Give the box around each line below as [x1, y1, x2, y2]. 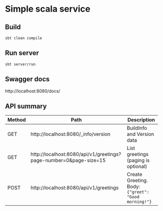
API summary [5, 102, 47, 111]
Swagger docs [5, 75, 50, 83]
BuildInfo [127, 125, 147, 132]
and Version [127, 131, 154, 137]
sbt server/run [5, 62, 36, 67]
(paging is [127, 157, 150, 164]
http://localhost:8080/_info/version [31, 131, 111, 137]
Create [127, 171, 143, 178]
